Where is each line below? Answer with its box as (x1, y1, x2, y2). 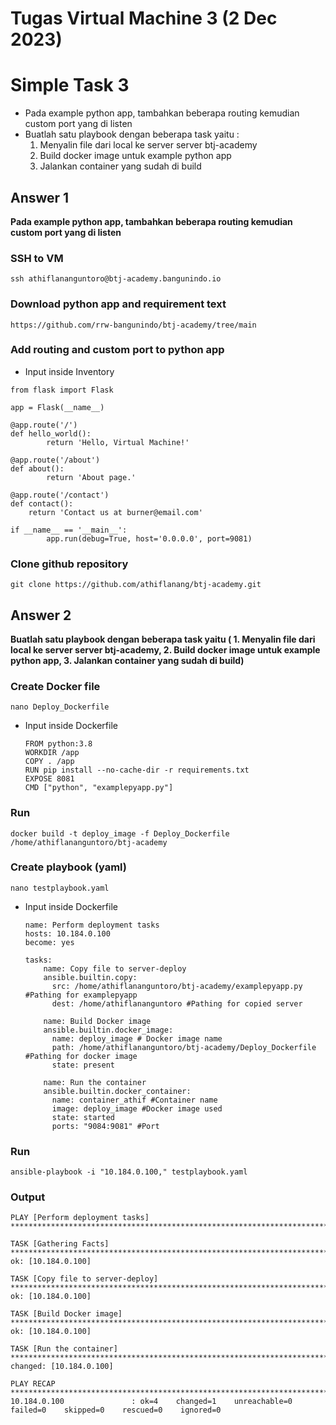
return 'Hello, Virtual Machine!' (46, 437, 190, 447)
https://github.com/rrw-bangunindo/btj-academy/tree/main (10, 320, 257, 330)
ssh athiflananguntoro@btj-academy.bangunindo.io (10, 274, 222, 284)
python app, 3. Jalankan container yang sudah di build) (10, 654, 245, 666)
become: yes (24, 937, 75, 947)
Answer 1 (10, 189, 70, 206)
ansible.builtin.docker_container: (43, 1086, 192, 1096)
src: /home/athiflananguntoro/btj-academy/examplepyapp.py (51, 981, 303, 991)
